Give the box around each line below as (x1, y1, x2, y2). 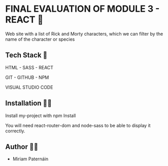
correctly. (5, 128, 25, 134)
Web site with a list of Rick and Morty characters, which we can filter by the (5, 31, 163, 37)
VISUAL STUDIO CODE (5, 84, 53, 90)
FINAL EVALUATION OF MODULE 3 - (5, 3, 160, 15)
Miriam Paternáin (12, 156, 49, 162)
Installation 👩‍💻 (5, 99, 52, 107)
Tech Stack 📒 (5, 51, 48, 60)
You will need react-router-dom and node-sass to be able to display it (5, 122, 151, 128)
